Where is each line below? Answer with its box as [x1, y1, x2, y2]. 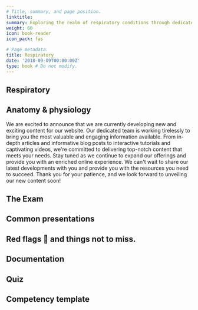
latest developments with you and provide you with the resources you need [6, 164, 189, 172]
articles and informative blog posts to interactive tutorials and [21, 139, 171, 146]
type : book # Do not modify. [6, 63, 78, 69]
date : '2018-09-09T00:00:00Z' [6, 57, 81, 64]
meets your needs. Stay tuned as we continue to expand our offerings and [6, 151, 187, 159]
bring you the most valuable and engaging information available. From [6, 133, 176, 140]
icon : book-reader [6, 31, 51, 37]
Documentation [6, 254, 65, 264]
